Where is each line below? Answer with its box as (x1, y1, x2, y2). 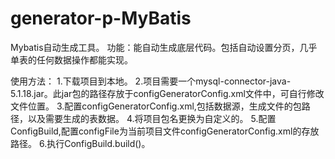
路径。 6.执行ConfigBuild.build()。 (10, 137, 151, 149)
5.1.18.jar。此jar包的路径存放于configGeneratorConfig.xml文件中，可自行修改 (10, 87, 325, 99)
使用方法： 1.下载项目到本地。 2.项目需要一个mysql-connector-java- (10, 75, 292, 87)
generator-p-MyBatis (10, 7, 192, 30)
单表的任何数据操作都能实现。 (10, 53, 133, 66)
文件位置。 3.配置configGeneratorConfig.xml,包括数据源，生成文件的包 (10, 100, 302, 112)
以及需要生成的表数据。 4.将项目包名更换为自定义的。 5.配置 (27, 112, 277, 124)
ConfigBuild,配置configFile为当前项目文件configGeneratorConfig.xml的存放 (10, 125, 320, 137)
